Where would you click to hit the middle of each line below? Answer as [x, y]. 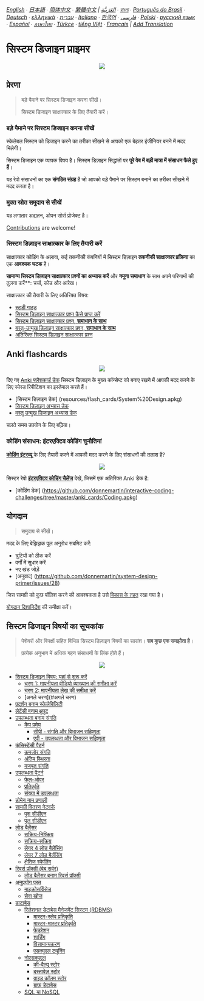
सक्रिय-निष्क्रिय [39, 835]
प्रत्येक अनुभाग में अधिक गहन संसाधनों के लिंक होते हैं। [73, 653]
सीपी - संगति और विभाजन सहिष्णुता [67, 732]
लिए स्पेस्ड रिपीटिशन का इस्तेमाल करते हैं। [47, 387]
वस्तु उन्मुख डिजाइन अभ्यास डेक [46, 413]
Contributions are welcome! [41, 228]
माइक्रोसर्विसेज [38, 890]
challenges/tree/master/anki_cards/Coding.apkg [75, 497]
